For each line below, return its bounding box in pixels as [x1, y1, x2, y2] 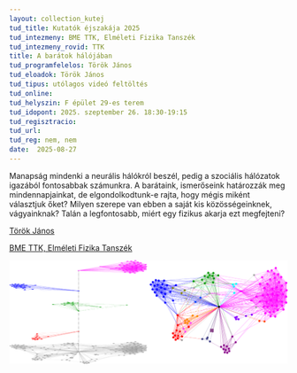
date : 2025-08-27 [9, 145, 77, 154]
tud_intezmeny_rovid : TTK [9, 43, 104, 51]
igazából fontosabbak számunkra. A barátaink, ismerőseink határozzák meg [9, 180, 286, 190]
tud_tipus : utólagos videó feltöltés [9, 80, 148, 89]
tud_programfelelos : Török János [9, 61, 133, 70]
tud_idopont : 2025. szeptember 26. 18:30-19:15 [9, 107, 188, 117]
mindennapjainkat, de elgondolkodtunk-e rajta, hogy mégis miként [9, 189, 250, 199]
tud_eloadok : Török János [9, 71, 104, 80]
